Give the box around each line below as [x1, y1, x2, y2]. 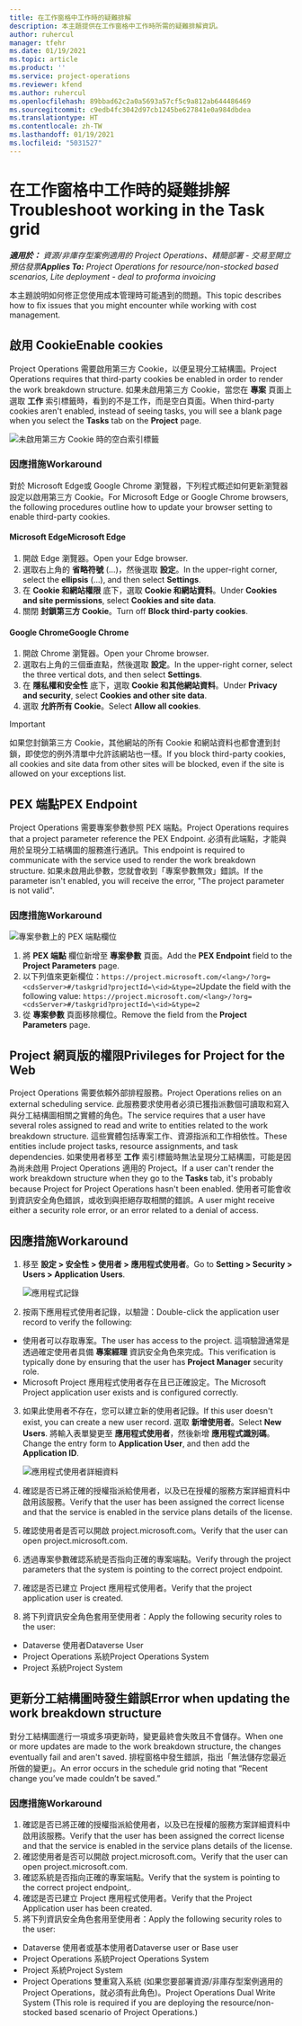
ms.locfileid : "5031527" [9, 138, 102, 147]
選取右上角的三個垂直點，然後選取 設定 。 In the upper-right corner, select [22, 659, 293, 670]
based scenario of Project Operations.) [54, 2007, 199, 2018]
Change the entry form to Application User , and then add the [22, 1438, 250, 1449]
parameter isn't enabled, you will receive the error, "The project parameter [9, 876, 285, 887]
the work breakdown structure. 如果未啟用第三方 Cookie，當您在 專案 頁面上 [9, 384, 292, 395]
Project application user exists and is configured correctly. [22, 1387, 239, 1397]
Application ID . [22, 1447, 79, 1458]
